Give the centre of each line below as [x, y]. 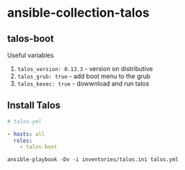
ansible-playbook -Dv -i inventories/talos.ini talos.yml [93, 160]
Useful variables [31, 55]
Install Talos [34, 106]
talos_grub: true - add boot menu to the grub [84, 76]
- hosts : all [26, 134]
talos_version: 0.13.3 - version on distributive [85, 69]
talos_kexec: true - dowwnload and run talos [83, 84]
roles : [23, 141]
